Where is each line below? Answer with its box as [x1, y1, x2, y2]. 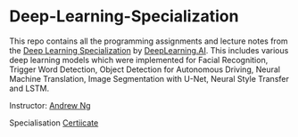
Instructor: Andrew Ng [9, 100, 91, 110]
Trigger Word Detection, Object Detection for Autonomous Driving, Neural [9, 64, 281, 75]
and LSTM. [9, 83, 50, 93]
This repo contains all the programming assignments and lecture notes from [9, 36, 288, 46]
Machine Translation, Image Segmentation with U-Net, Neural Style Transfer [9, 73, 290, 84]
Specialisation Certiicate [9, 117, 99, 128]
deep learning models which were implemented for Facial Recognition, [9, 54, 269, 65]
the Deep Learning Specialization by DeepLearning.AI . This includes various [9, 44, 289, 55]
